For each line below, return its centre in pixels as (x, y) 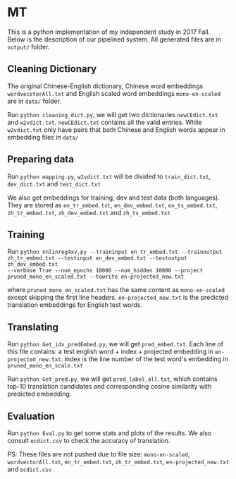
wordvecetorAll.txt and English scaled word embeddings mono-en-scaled (114, 93)
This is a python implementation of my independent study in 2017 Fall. (109, 32)
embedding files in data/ (43, 137)
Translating (33, 327)
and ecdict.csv (30, 469)
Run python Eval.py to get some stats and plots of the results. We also (110, 433)
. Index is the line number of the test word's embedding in (145, 359)
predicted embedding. (39, 394)
